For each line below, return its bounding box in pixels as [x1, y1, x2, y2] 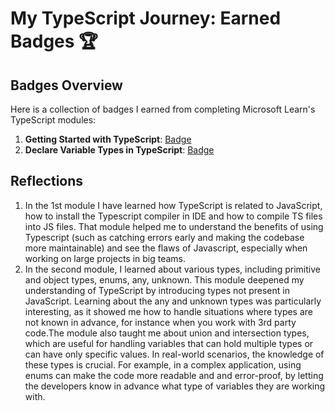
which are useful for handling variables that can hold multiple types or [24, 337, 314, 349]
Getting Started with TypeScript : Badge [24, 133, 192, 145]
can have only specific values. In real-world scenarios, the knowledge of [24, 348, 325, 360]
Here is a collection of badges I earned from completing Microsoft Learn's [10, 103, 316, 115]
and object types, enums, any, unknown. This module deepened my [24, 273, 305, 286]
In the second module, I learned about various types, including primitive [24, 263, 321, 275]
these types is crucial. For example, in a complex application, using [24, 358, 302, 371]
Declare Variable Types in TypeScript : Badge [24, 144, 215, 156]
